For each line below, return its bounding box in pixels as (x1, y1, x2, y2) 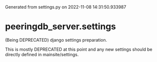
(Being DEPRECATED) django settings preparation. (5, 37, 107, 43)
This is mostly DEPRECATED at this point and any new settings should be (5, 46, 153, 52)
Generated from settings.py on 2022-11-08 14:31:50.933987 (5, 4, 127, 10)
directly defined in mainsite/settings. (5, 51, 79, 57)
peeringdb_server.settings (5, 21, 116, 32)
